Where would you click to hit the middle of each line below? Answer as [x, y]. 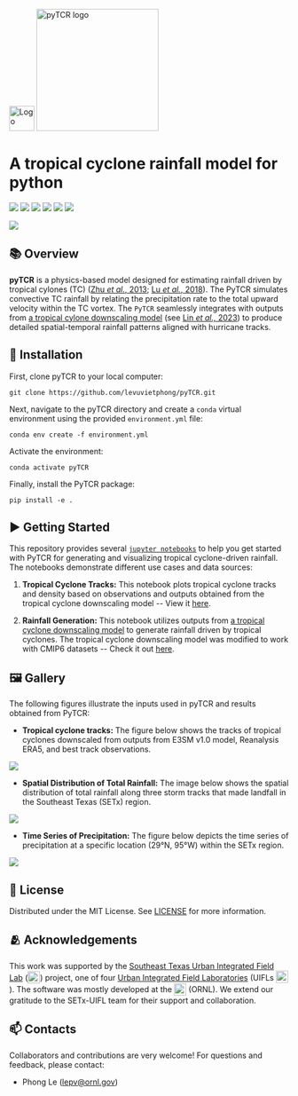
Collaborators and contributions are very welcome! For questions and [136, 1055]
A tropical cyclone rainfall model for [143, 164]
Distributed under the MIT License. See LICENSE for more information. [138, 911]
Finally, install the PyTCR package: [72, 484]
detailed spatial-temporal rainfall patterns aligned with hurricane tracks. [140, 327]
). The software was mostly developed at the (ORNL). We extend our [141, 989]
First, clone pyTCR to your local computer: [86, 376]
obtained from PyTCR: [50, 714]
